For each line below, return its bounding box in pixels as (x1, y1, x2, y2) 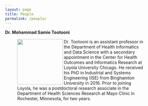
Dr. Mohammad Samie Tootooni (5, 30, 70, 35)
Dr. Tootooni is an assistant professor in (64, 39, 144, 45)
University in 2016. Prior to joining (64, 80, 131, 86)
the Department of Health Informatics (64, 44, 139, 50)
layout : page (5, 7, 32, 12)
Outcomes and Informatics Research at (64, 59, 142, 66)
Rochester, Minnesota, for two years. (17, 96, 92, 102)
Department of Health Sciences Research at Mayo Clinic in (17, 90, 135, 96)
